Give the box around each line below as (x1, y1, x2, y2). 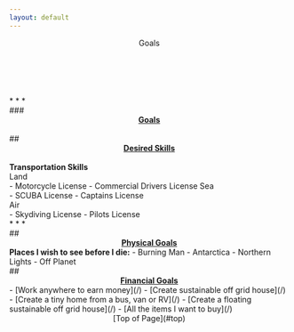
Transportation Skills (9, 161, 89, 172)
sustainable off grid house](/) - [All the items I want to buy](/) (9, 304, 233, 314)
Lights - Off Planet (9, 255, 76, 267)
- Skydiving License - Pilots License (9, 208, 140, 219)
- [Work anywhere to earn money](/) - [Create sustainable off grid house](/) (9, 284, 286, 295)
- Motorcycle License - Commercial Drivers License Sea (9, 180, 215, 191)
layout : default (9, 12, 69, 22)
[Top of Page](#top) (112, 312, 187, 323)
